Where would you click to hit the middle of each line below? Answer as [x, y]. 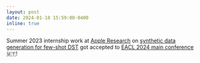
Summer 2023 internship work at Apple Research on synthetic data [91, 41]
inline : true [23, 23]
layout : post [23, 12]
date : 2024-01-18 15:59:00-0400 [47, 18]
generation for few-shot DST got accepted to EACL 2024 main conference [100, 47]
